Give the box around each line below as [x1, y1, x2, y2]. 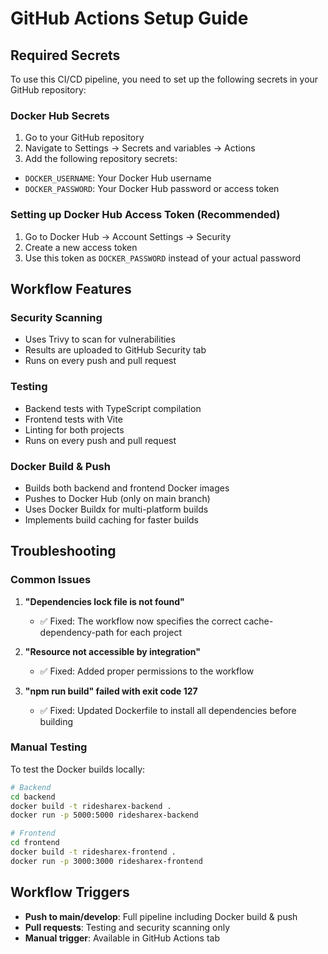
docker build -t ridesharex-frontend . [10, 847, 177, 857]
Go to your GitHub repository [24, 132, 145, 144]
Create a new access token [24, 241, 138, 253]
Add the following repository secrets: [24, 153, 178, 165]
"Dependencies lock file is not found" [24, 595, 185, 607]
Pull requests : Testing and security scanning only [24, 921, 231, 933]
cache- [243, 615, 274, 627]
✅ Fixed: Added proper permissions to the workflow [39, 665, 255, 677]
